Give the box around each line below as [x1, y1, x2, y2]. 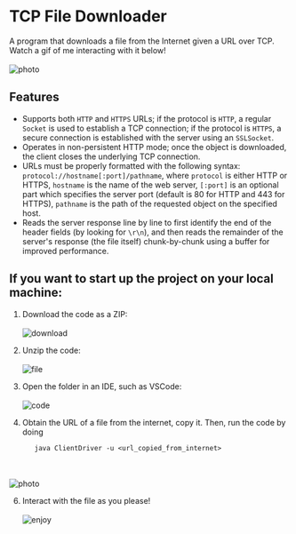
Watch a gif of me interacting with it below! [9, 44, 166, 55]
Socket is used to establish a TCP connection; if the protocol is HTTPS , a [21, 123, 282, 133]
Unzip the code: [21, 345, 82, 355]
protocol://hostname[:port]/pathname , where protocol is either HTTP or [21, 170, 288, 180]
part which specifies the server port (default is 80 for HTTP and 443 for [21, 188, 285, 199]
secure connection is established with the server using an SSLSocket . [21, 132, 274, 143]
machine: [9, 285, 63, 300]
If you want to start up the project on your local [9, 271, 274, 286]
